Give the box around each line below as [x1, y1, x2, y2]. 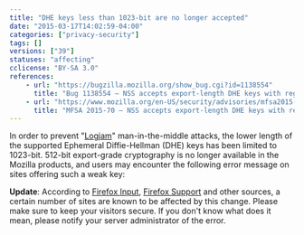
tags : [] [9, 38, 43, 48]
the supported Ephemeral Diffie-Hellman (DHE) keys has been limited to [9, 140, 278, 151]
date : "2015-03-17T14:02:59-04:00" [9, 22, 144, 31]
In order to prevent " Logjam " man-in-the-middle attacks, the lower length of [9, 130, 293, 141]
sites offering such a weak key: [9, 169, 126, 180]
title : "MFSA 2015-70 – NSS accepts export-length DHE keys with [33, 106, 285, 115]
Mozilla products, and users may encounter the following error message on [9, 159, 290, 170]
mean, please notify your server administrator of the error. [9, 215, 226, 226]
